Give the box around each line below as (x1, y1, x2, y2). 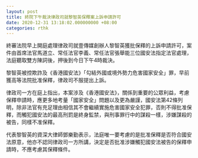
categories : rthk (6, 25, 49, 31)
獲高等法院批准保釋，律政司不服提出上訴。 (6, 77, 110, 84)
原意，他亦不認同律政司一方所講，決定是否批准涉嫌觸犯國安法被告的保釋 (11, 139, 187, 146)
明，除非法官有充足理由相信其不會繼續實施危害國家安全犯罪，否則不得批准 (6, 104, 187, 111)
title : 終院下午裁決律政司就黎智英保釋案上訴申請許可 (6, 14, 121, 20)
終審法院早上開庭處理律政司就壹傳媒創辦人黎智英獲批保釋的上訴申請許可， (6, 42, 187, 49)
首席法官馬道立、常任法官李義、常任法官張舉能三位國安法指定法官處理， (16, 50, 192, 57)
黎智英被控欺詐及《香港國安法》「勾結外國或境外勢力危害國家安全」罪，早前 (6, 69, 190, 77)
